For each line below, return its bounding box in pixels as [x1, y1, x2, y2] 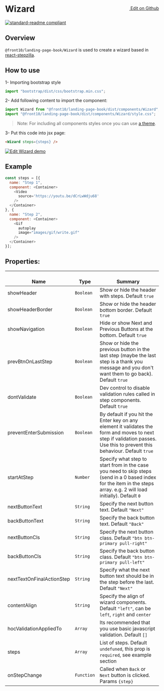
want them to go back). [100, 370, 153, 377]
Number [75, 474, 90, 480]
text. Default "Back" [100, 520, 144, 527]
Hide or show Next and [100, 320, 152, 326]
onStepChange [7, 671, 42, 678]
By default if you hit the [100, 411, 153, 418]
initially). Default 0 [100, 492, 141, 499]
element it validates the [100, 423, 153, 430]
